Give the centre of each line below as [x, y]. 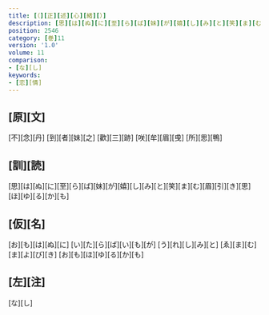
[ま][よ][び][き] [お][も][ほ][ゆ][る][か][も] [76, 254]
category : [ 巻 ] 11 [37, 38]
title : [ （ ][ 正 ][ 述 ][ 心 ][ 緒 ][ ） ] [57, 16]
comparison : [28, 61]
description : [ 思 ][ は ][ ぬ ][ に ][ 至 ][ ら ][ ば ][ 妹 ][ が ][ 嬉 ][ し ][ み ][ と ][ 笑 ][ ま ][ [132, 23]
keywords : [25, 75]
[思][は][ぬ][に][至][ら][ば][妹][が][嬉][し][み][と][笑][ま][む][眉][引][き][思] [130, 186]
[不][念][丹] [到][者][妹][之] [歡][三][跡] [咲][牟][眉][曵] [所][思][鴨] [115, 138]
